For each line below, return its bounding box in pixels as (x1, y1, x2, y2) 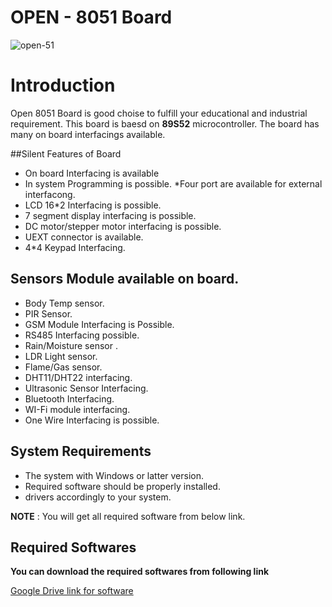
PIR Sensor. (24, 307, 73, 320)
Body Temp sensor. (24, 297, 105, 309)
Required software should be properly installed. (24, 480, 221, 492)
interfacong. (24, 188, 76, 200)
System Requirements (10, 443, 152, 460)
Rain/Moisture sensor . (24, 339, 118, 351)
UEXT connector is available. (24, 231, 144, 243)
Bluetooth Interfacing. (24, 392, 115, 405)
